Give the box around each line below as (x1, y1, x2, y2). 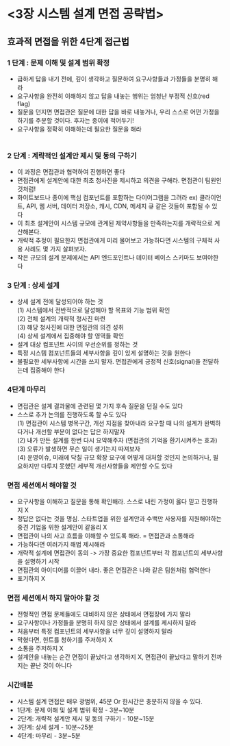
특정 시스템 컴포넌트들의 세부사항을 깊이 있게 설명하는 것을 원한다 (16, 349, 191, 357)
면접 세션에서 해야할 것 (7, 480, 77, 490)
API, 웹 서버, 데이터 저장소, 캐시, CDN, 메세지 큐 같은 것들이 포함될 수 (26, 202, 211, 210)
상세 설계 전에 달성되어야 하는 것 (16, 297, 103, 306)
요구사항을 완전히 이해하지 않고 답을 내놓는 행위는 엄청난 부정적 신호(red (16, 92, 210, 100)
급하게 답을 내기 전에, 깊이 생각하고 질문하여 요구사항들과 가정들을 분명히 (16, 75, 211, 83)
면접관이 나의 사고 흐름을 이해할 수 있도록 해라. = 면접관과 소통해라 (16, 532, 195, 540)
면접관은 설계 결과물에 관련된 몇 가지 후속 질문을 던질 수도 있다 (16, 401, 183, 410)
